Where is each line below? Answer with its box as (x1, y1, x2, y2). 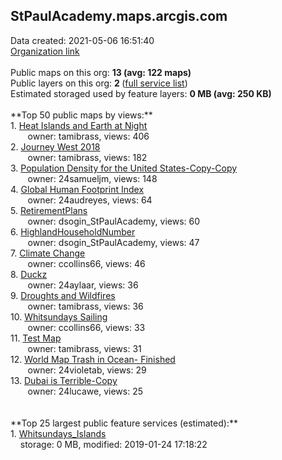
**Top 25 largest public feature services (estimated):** (10, 417, 238, 429)
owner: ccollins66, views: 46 (27, 257, 146, 269)
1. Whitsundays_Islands (10, 427, 107, 439)
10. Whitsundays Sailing (10, 310, 108, 323)
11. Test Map (10, 332, 62, 344)
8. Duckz (10, 268, 48, 280)
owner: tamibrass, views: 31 (27, 342, 142, 354)
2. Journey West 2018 (10, 140, 101, 153)
